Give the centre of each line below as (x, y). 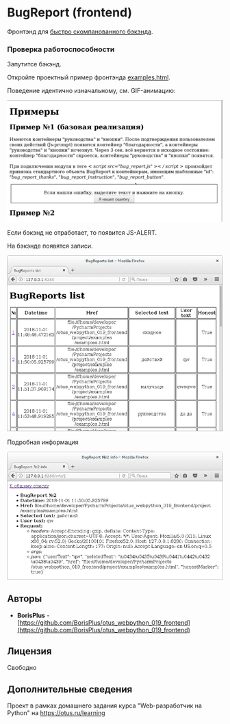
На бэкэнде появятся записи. (50, 246)
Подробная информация (43, 442)
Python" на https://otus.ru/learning (56, 713)
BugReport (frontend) (69, 13)
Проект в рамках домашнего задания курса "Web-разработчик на (104, 706)
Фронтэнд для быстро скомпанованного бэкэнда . (80, 31)
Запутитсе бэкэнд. (34, 64)
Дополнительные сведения (70, 689)
